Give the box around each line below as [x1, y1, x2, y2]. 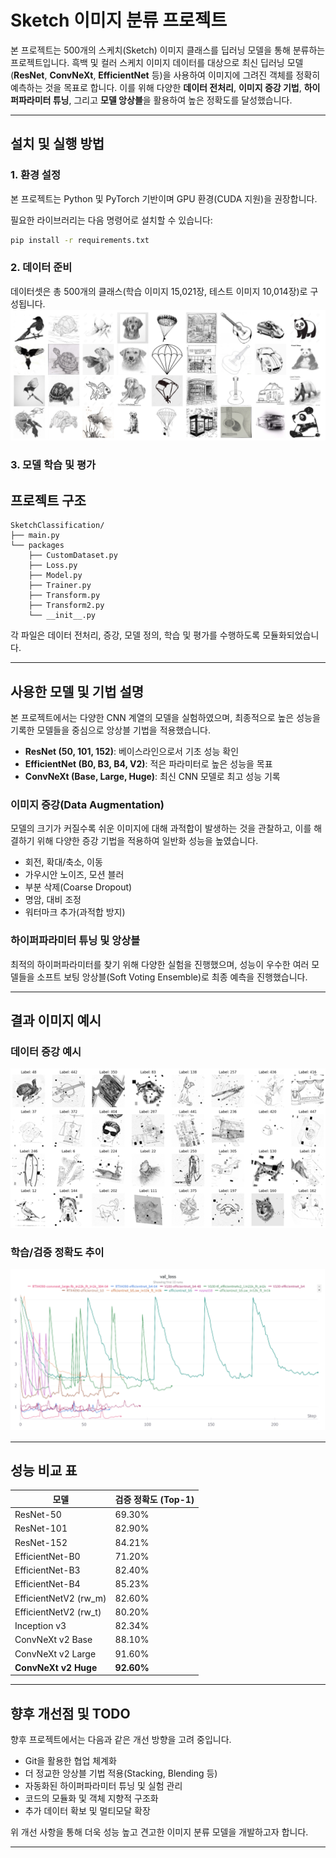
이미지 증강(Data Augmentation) [10, 797, 165, 811]
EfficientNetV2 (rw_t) [14, 1606, 102, 1618]
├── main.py [10, 531, 60, 541]
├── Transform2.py [28, 601, 105, 611]
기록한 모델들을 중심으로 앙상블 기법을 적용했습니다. [10, 724, 211, 736]
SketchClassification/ [10, 521, 105, 531]
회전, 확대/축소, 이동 [24, 856, 103, 868]
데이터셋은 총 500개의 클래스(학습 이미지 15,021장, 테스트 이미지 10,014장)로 [10, 285, 308, 297]
